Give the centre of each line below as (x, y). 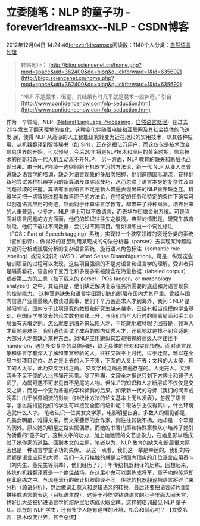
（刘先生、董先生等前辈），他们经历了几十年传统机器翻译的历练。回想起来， (99, 465)
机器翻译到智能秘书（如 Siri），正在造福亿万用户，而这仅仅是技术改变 (106, 144)
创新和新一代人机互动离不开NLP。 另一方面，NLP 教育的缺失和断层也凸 (104, 159)
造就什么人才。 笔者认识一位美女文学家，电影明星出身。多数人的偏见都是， (98, 413)
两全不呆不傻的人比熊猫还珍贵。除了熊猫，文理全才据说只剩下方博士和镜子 (97, 375)
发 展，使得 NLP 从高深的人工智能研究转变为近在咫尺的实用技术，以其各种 (97, 137)
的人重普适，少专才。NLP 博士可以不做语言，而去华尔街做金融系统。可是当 (98, 211)
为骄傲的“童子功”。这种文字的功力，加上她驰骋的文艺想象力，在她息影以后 (97, 435)
